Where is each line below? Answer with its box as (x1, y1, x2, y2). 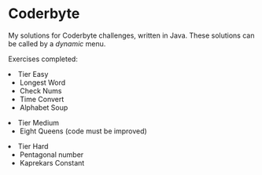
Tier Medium (18, 118, 60, 127)
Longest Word (19, 78, 66, 87)
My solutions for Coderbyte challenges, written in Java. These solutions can (8, 31, 255, 40)
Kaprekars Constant (19, 158, 85, 167)
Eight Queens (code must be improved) (19, 126, 147, 136)
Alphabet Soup (19, 103, 68, 112)
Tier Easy (18, 69, 49, 78)
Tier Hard (18, 141, 49, 151)
